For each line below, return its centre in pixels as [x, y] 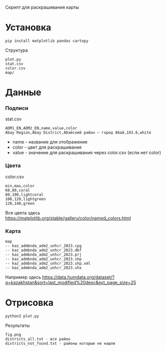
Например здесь [23, 277]
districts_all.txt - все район [38, 339]
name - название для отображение [50, 142]
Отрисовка [29, 303]
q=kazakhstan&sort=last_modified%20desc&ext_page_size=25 [71, 283]
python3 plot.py [22, 316]
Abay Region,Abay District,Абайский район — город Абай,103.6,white [78, 133]
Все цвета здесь [23, 212]
